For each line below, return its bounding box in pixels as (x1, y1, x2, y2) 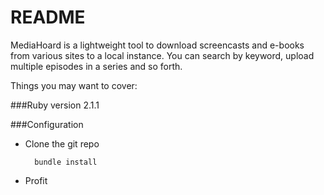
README (10, 6, 86, 29)
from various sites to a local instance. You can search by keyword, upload (10, 49, 315, 61)
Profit (24, 174, 48, 186)
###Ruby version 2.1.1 (10, 99, 100, 111)
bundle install (34, 157, 98, 167)
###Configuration (10, 118, 84, 130)
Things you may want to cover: (10, 79, 138, 91)
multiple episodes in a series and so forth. (10, 60, 183, 72)
